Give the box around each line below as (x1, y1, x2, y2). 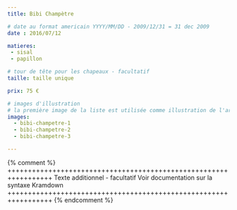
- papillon (10, 56, 42, 63)
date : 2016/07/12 (7, 30, 61, 37)
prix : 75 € (7, 87, 39, 94)
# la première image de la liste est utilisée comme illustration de (7, 106, 217, 113)
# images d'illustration (7, 100, 80, 107)
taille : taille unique (7, 75, 74, 82)
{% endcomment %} (54, 195, 114, 204)
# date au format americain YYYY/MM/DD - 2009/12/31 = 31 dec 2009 (7, 23, 210, 30)
